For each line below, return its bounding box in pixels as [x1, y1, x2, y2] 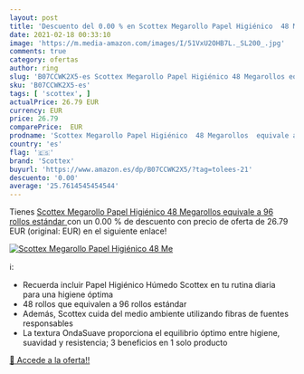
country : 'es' [9, 139, 63, 149]
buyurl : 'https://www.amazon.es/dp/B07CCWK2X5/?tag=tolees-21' [9, 165, 253, 174]
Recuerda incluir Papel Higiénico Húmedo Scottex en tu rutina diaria [22, 280, 276, 291]
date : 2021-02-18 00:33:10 [9, 30, 111, 39]
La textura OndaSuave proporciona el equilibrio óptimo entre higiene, [22, 328, 280, 339]
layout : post [9, 13, 59, 23]
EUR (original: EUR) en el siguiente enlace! [9, 225, 167, 236]
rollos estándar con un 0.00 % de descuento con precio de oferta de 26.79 [9, 216, 289, 227]
